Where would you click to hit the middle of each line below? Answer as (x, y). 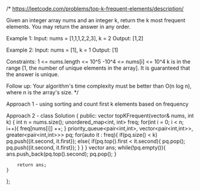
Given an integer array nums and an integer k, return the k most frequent (96, 20)
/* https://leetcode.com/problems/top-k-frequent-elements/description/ (95, 9)
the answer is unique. (33, 74)
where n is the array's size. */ (43, 92)
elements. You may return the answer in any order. (68, 27)
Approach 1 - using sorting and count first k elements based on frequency (97, 104)
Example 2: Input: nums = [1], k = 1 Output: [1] (62, 50)
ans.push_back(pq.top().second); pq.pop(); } (61, 154)
